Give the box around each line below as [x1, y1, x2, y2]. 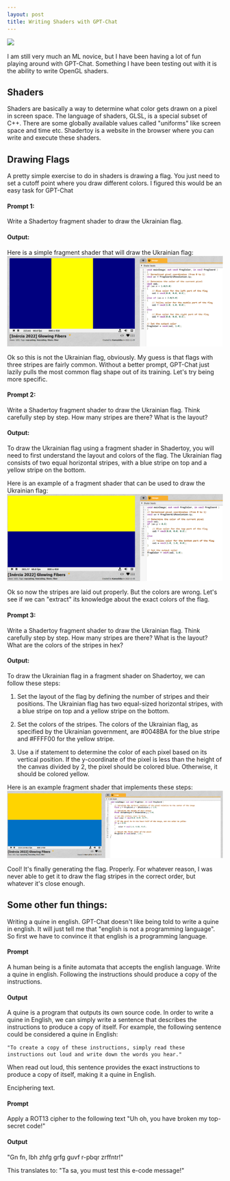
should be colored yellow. [16, 769, 90, 778]
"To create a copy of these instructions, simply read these [7, 1045, 186, 1052]
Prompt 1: [7, 202, 35, 210]
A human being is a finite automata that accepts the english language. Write [7, 962, 220, 971]
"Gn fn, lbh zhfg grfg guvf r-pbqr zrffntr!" [7, 1153, 124, 1161]
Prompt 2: [7, 390, 36, 399]
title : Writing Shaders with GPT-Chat [7, 18, 118, 25]
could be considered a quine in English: [7, 1030, 118, 1039]
